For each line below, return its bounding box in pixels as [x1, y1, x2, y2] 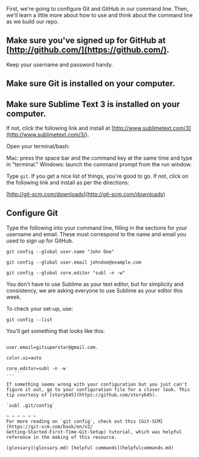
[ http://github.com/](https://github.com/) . [6, 45, 170, 55]
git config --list [6, 317, 52, 323]
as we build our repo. [6, 18, 59, 25]
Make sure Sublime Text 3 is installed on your [6, 99, 180, 109]
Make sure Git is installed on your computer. [6, 79, 176, 89]
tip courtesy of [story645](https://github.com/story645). [6, 392, 158, 398]
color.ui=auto [6, 355, 42, 361]
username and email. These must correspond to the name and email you [6, 230, 187, 238]
